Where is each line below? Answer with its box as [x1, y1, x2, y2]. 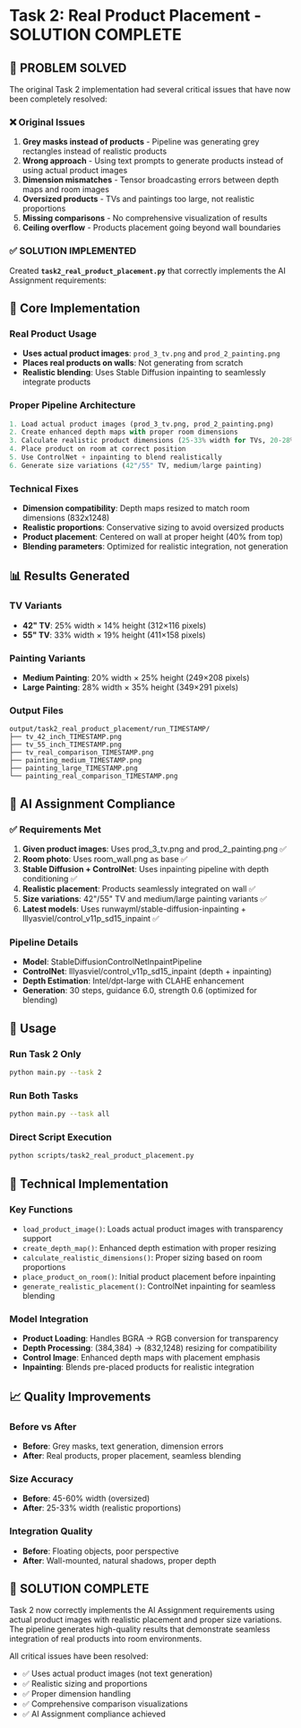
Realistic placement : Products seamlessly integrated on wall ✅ [21, 884, 256, 895]
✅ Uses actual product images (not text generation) [21, 1668, 213, 1680]
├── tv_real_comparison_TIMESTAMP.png [9, 748, 154, 757]
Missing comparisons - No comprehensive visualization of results [21, 213, 268, 224]
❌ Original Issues [9, 116, 85, 128]
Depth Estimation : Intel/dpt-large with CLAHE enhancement [21, 975, 245, 986]
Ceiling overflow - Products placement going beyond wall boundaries [21, 222, 281, 234]
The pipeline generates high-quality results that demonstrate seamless [9, 1624, 271, 1635]
